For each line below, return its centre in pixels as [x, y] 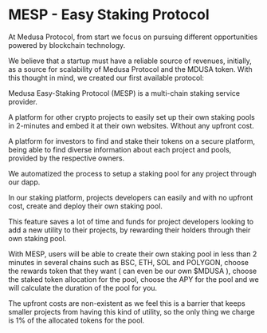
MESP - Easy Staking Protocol [109, 15]
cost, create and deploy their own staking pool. [86, 206]
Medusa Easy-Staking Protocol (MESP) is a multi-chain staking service [124, 93]
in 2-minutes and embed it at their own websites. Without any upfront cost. [132, 125]
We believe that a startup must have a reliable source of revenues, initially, [130, 61]
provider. [23, 101]
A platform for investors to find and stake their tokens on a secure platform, [132, 141]
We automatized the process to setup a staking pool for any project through [132, 173]
